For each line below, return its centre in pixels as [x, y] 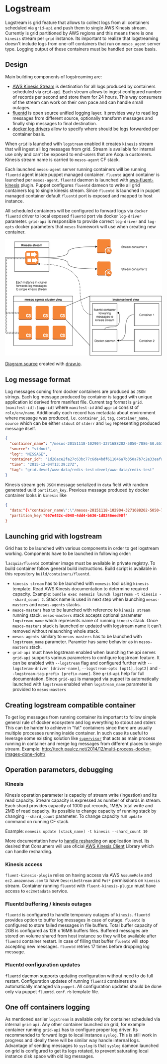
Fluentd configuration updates [43, 965]
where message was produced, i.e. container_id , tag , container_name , [77, 418]
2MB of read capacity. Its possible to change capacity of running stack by [81, 811]
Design [16, 65]
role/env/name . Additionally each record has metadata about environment [80, 412]
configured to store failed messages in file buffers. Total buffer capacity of [82, 925]
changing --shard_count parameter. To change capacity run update [74, 816]
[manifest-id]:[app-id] [30, 408]
